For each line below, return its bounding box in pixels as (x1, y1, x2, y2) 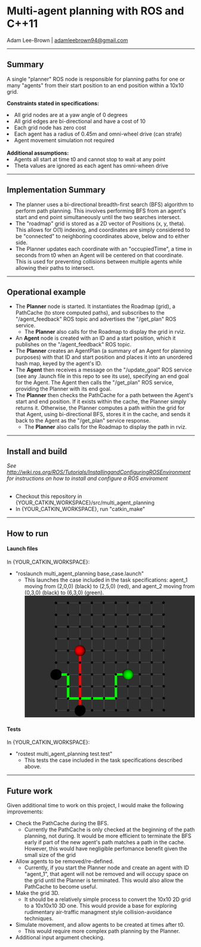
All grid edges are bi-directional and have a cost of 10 (14, 118, 146, 125)
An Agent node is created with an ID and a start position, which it (15, 334, 176, 342)
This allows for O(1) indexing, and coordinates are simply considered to (15, 226, 190, 233)
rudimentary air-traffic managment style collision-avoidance (24, 909, 172, 916)
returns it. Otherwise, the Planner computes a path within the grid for (15, 404, 185, 411)
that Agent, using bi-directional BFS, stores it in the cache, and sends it (15, 411, 190, 418)
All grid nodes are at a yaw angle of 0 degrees (14, 111, 128, 118)
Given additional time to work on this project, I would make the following (7, 802, 184, 809)
